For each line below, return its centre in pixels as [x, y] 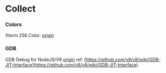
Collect [21, 9]
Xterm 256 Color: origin [30, 35]
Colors [14, 25]
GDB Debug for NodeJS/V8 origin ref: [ [46, 59]
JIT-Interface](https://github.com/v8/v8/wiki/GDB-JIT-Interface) [72, 65]
